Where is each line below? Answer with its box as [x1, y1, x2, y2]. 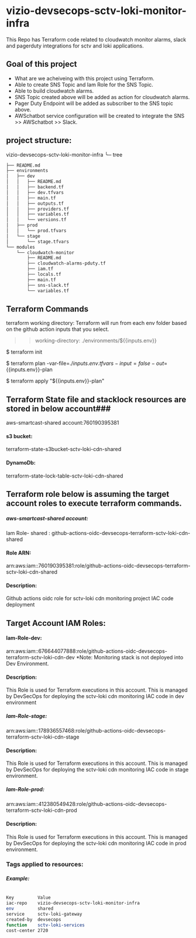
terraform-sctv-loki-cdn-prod [6, 807, 77, 814]
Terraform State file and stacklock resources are [6, 394, 187, 404]
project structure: [6, 136, 72, 145]
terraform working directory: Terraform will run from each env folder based [6, 320, 187, 327]
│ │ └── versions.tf [6, 217, 67, 223]
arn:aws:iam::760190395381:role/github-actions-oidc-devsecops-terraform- [6, 562, 191, 570]
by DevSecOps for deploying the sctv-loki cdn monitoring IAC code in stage [6, 766, 189, 773]
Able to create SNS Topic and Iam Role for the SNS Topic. [14, 81, 153, 88]
